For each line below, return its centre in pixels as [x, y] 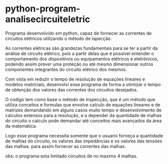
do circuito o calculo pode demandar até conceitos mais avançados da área [83, 120]
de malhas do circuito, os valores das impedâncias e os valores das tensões [84, 141]
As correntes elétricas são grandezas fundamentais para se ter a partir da [81, 48]
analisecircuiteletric [48, 19]
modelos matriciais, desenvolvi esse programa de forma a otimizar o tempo [83, 84]
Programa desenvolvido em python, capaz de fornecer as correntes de [78, 33]
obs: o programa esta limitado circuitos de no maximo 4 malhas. [71, 156]
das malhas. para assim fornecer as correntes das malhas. [66, 146]
